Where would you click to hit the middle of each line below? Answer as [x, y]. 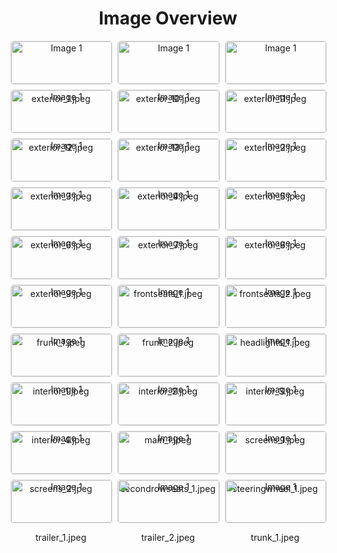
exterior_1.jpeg [61, 98]
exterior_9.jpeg [60, 293]
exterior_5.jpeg [275, 196]
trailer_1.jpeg [61, 537]
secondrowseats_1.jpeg [168, 488]
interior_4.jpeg [61, 439]
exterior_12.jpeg [60, 147]
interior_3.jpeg [275, 391]
